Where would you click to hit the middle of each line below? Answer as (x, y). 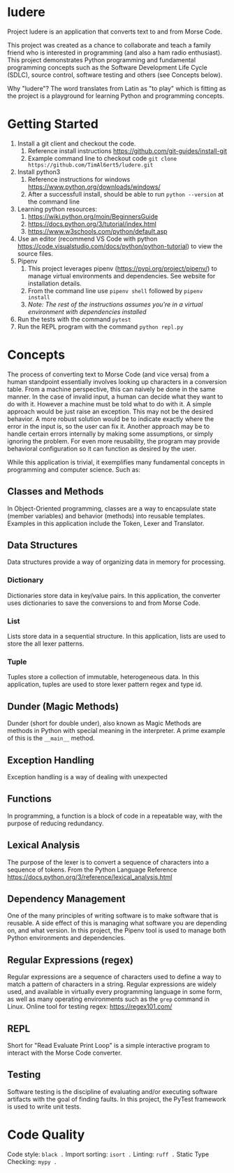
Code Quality (46, 1135)
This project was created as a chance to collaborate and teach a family (109, 45)
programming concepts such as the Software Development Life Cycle (107, 67)
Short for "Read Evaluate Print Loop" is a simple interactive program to (109, 1046)
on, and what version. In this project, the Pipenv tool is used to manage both (117, 930)
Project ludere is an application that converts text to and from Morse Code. (115, 31)
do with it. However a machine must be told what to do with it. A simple (109, 404)
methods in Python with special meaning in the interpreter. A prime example (116, 731)
